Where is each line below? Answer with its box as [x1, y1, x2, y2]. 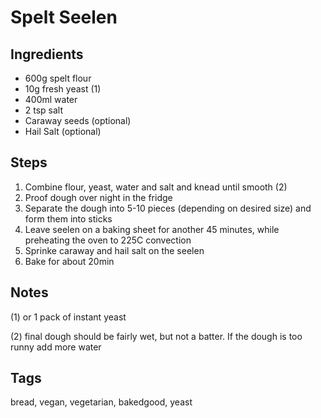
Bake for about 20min [24, 255, 115, 267]
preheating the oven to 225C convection [24, 234, 192, 246]
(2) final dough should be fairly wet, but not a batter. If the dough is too [10, 330, 303, 342]
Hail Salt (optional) [24, 126, 102, 137]
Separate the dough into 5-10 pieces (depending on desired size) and [24, 202, 312, 214]
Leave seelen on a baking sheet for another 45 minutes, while [24, 223, 280, 235]
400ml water [24, 94, 78, 105]
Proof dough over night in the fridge [24, 191, 173, 203]
